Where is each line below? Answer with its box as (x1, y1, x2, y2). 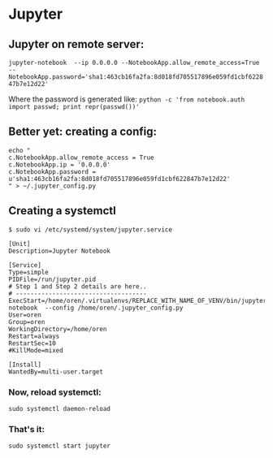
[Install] (8, 361, 42, 369)
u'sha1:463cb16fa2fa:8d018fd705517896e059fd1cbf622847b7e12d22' (8, 175, 231, 183)
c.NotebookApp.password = (8, 167, 96, 175)
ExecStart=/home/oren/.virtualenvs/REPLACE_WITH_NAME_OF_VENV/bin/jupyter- (8, 296, 271, 305)
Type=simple (8, 268, 49, 276)
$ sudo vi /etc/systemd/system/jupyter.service (8, 225, 173, 234)
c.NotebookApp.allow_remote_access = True (8, 153, 154, 162)
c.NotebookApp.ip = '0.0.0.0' (8, 160, 111, 169)
